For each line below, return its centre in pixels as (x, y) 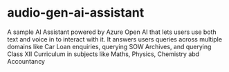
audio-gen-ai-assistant (76, 13)
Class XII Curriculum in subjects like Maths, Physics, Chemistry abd (103, 54)
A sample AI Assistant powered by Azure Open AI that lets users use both (112, 32)
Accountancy (26, 61)
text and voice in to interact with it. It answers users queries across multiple (115, 39)
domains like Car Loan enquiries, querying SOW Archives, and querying (109, 46)
